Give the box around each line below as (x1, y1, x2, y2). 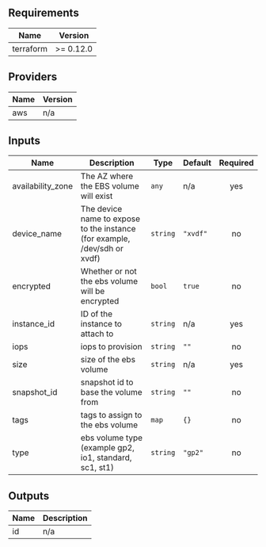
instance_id (12, 319, 55, 330)
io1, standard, (80, 452, 132, 463)
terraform (12, 43, 48, 54)
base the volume (80, 387, 142, 398)
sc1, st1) (80, 462, 115, 473)
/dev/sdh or (80, 243, 124, 254)
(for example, (80, 233, 131, 244)
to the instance (80, 224, 136, 235)
